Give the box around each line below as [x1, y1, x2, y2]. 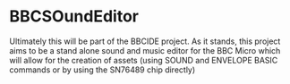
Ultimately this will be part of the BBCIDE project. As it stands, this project [9, 36, 281, 46]
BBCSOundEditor [9, 6, 139, 27]
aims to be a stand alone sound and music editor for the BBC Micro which [9, 45, 281, 55]
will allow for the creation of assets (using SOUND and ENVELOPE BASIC [9, 55, 278, 65]
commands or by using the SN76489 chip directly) [9, 64, 196, 75]
